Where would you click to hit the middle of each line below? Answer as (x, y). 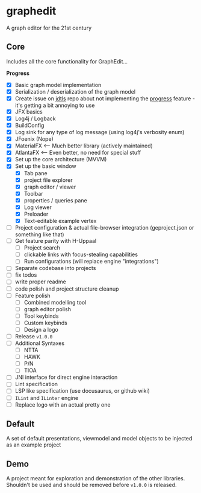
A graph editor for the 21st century (49, 28)
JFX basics (29, 111)
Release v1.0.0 (34, 336)
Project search (42, 248)
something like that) (39, 234)
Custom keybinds (45, 323)
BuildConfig (29, 126)
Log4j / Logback (35, 118)
